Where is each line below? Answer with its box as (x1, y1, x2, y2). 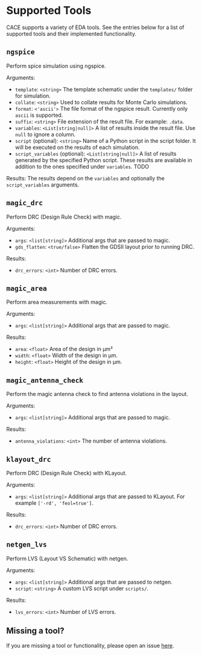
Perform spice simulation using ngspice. (6, 62, 107, 70)
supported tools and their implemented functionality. (6, 30, 137, 37)
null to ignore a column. (14, 131, 76, 138)
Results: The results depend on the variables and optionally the (6, 174, 165, 182)
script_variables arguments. (6, 181, 80, 188)
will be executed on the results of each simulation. (14, 143, 140, 151)
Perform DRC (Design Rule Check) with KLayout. (6, 470, 127, 476)
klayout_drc (6, 455, 51, 464)
